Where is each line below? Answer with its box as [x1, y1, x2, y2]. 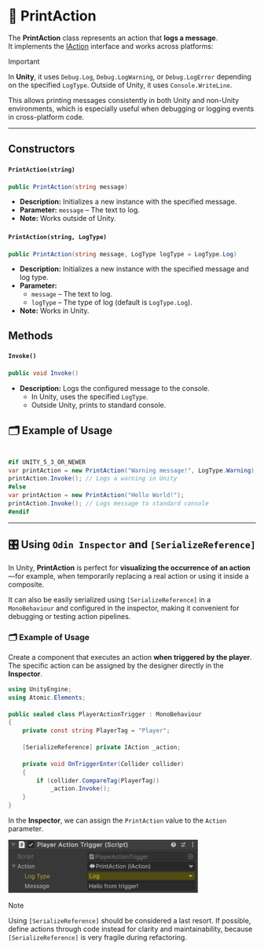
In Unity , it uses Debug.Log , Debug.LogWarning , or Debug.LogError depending [8, 72, 251, 81]
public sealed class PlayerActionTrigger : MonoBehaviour [8, 710, 202, 718]
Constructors [8, 142, 75, 156]
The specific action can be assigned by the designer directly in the [8, 661, 224, 670]
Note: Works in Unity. [19, 306, 90, 315]
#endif [8, 507, 30, 516]
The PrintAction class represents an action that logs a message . [8, 33, 218, 42]
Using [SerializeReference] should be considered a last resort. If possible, [8, 916, 251, 925]
